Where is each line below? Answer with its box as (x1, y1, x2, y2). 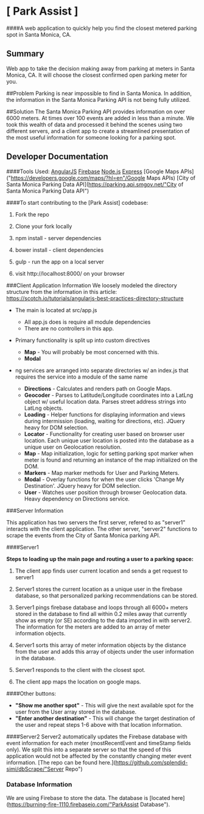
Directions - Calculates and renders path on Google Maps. (24, 385, 172, 392)
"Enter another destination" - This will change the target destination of (15, 715, 195, 722)
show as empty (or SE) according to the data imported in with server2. (15, 616, 192, 624)
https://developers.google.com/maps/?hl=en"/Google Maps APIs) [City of (10, 174, 196, 181)
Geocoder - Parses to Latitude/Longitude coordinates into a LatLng (24, 391, 194, 399)
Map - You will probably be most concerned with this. (24, 348, 160, 355)
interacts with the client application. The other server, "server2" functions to (6, 525, 198, 532)
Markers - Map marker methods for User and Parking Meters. (24, 469, 180, 476)
